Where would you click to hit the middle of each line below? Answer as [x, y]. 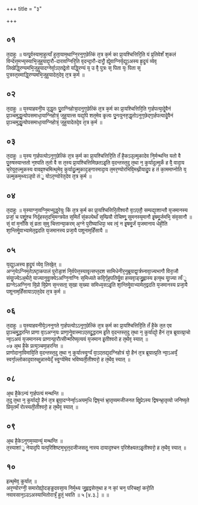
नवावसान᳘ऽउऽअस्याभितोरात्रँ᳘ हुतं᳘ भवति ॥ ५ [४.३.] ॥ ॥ [58, 495]
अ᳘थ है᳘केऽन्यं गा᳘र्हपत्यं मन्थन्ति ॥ [35, 393]
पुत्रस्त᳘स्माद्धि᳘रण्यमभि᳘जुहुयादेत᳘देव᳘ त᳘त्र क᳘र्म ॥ [45, 74]
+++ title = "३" [24, 9]
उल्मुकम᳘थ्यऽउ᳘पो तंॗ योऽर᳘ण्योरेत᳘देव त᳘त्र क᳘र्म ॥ [49, 176]
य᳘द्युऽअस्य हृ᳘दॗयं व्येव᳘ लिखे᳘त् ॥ [34, 264]
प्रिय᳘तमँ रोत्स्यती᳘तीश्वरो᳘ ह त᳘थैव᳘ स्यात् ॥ [42, 407]
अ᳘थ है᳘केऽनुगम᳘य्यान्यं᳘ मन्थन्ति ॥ [35, 440]
